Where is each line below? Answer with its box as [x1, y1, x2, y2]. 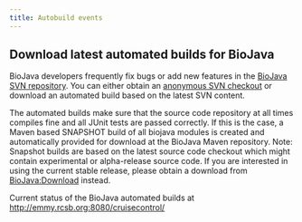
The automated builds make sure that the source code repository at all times [9, 108, 294, 119]
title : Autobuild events [9, 13, 103, 23]
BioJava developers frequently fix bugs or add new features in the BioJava [9, 71, 288, 82]
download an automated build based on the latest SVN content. [9, 90, 246, 101]
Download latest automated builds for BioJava [9, 47, 275, 63]
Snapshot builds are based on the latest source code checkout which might [9, 146, 291, 157]
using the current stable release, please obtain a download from [9, 165, 248, 177]
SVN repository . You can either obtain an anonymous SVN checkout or [9, 81, 273, 92]
